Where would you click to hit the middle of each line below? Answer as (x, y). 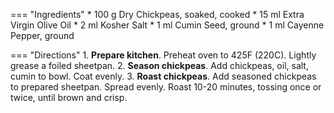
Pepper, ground (42, 35)
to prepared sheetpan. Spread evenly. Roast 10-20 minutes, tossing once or (166, 87)
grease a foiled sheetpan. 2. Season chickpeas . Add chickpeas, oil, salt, (159, 65)
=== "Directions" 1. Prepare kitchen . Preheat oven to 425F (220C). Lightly (163, 55)
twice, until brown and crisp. (69, 97)
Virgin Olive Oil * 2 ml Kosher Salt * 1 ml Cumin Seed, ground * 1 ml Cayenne (167, 25)
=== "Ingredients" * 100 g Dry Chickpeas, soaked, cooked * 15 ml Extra (157, 14)
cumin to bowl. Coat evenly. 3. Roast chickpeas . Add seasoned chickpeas (163, 76)
